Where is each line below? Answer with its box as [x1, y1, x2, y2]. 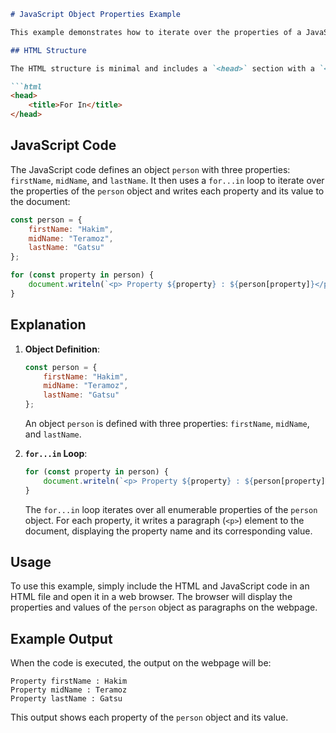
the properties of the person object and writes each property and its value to [10, 185, 325, 197]
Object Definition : [24, 343, 100, 355]
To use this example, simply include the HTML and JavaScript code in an [10, 580, 310, 592]
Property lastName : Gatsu [10, 694, 123, 704]
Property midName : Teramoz [10, 685, 128, 695]
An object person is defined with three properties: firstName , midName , [24, 418, 310, 429]
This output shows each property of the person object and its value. [10, 711, 289, 724]
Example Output [10, 630, 113, 647]
